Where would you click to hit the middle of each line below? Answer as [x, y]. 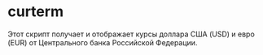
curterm [36, 12]
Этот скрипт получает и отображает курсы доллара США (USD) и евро [131, 34]
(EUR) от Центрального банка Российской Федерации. [103, 42]
